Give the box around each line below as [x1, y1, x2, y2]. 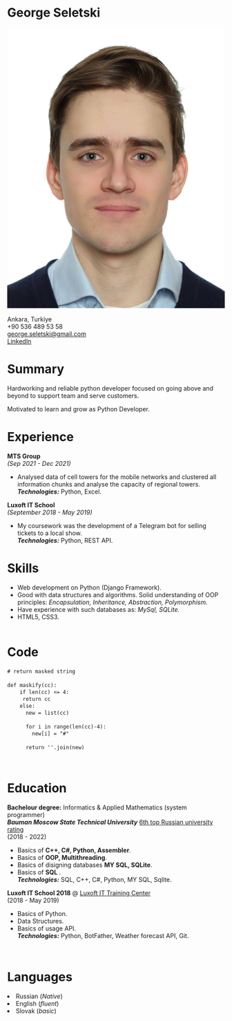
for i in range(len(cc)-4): [25, 724, 107, 731]
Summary [7, 362, 64, 377]
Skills [7, 561, 39, 577]
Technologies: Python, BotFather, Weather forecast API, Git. [17, 931, 189, 939]
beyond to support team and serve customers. [7, 392, 139, 400]
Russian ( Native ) [16, 992, 64, 1000]
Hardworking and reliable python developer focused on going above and [7, 384, 214, 393]
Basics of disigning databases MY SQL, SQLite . [17, 861, 153, 869]
